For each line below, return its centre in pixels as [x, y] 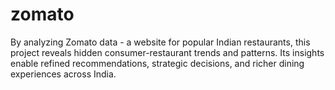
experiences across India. [63, 74]
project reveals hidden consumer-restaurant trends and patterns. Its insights [167, 52]
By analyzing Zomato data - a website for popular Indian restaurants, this [160, 42]
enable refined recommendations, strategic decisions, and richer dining [157, 63]
